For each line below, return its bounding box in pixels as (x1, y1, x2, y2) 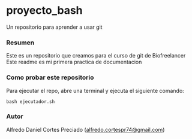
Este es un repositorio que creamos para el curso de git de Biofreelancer (6, 52, 186, 59)
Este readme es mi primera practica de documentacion (6, 58, 142, 66)
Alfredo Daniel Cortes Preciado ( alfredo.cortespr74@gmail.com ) (6, 126, 165, 133)
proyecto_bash (6, 4, 83, 17)
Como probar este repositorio (6, 73, 94, 81)
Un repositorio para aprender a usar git (6, 23, 103, 31)
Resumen (6, 38, 35, 47)
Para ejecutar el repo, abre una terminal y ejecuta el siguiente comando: (6, 87, 184, 94)
